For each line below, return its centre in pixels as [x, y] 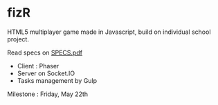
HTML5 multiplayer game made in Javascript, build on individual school [109, 32]
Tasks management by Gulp [57, 80]
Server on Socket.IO [46, 73]
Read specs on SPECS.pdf [45, 52]
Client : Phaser [38, 66]
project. [18, 39]
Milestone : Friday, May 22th [48, 94]
